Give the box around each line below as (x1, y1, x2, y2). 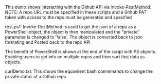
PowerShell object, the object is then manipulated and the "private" (5, 29, 140, 34)
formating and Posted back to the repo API (5, 39, 91, 45)
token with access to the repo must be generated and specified (5, 15, 132, 20)
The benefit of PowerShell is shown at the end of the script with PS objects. (5, 49, 157, 54)
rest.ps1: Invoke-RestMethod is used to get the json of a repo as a (5, 24, 137, 30)
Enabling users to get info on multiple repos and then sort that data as (5, 54, 145, 60)
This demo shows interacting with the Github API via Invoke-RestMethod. (5, 4, 152, 10)
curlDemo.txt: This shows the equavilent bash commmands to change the (5, 68, 153, 74)
